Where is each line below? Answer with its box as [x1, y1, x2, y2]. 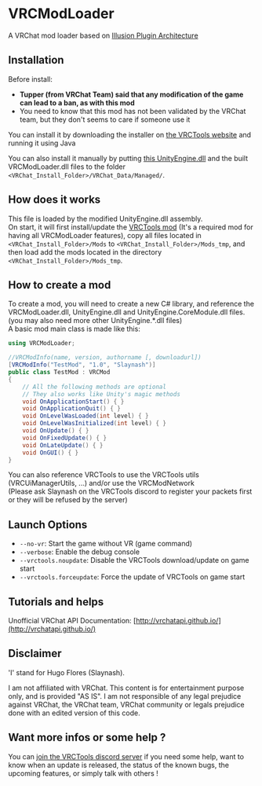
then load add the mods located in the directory [8, 247, 162, 256]
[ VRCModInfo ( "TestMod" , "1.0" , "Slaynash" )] [8, 361, 156, 369]
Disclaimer [8, 647, 62, 660]
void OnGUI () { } [22, 449, 79, 457]
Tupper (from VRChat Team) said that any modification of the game [19, 90, 244, 99]
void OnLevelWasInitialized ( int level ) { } [22, 420, 167, 428]
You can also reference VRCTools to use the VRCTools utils [8, 470, 200, 479]
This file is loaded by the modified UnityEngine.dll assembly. [8, 214, 203, 223]
